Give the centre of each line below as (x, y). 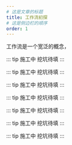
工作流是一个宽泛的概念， (38, 46)
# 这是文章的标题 (25, 12)
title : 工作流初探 (27, 17)
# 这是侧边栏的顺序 (27, 23)
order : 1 (17, 29)
